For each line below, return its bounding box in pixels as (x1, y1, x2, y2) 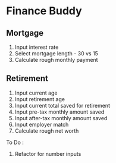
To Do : (6, 139, 24, 146)
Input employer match (14, 121, 69, 128)
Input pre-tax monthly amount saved (14, 108, 105, 115)
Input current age (14, 89, 58, 96)
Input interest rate (14, 43, 59, 51)
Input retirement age (14, 95, 65, 102)
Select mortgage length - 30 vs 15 (14, 50, 98, 57)
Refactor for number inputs (14, 150, 81, 157)
